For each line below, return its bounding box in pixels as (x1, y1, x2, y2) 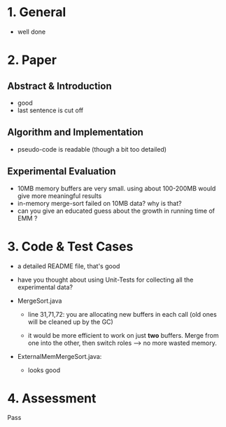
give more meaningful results (17, 191, 102, 200)
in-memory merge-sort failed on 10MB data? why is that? (17, 199, 182, 207)
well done (17, 27, 46, 36)
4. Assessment (7, 390, 97, 406)
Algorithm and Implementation (7, 126, 143, 138)
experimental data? (17, 282, 73, 291)
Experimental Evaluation (7, 166, 117, 178)
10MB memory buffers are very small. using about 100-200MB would (17, 184, 216, 192)
